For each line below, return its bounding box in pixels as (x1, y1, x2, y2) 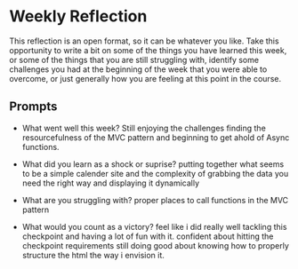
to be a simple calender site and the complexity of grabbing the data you (21, 168, 289, 178)
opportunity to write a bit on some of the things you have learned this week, (9, 44, 287, 55)
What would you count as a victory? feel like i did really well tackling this (21, 221, 287, 232)
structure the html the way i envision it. (21, 249, 165, 260)
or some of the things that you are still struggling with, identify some (9, 54, 260, 65)
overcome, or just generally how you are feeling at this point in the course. (9, 73, 282, 83)
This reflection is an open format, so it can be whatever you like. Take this (9, 36, 279, 46)
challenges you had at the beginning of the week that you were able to (9, 64, 268, 75)
